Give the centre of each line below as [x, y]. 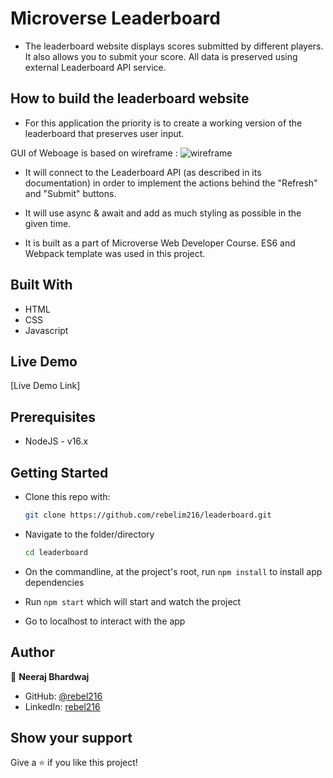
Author [32, 652]
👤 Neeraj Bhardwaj [50, 676]
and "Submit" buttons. [70, 193]
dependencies [54, 582]
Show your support [71, 737]
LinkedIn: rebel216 [62, 706]
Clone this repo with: [67, 496]
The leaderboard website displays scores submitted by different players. [174, 46]
